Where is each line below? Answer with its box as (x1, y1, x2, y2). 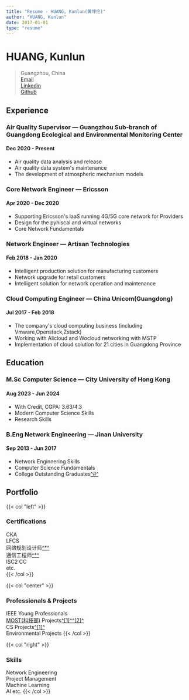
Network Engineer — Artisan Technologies (6, 240, 130, 248)
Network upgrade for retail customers (14, 274, 106, 281)
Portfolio (6, 487, 39, 497)
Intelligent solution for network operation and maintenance (14, 280, 156, 287)
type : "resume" (6, 25, 43, 31)
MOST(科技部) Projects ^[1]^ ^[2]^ (6, 617, 84, 624)
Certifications (6, 517, 47, 526)
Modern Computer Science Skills (14, 409, 94, 416)
